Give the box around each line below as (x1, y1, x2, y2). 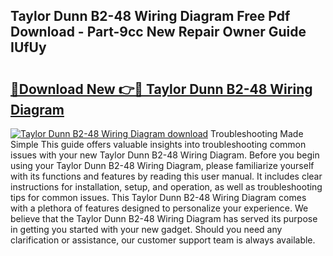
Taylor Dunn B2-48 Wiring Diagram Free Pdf (10, 8, 291, 25)
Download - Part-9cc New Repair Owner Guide (10, 24, 307, 41)
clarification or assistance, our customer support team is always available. (10, 234, 316, 246)
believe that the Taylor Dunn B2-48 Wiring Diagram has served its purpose (10, 213, 318, 224)
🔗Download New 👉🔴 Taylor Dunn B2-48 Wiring (10, 80, 313, 98)
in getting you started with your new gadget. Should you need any (10, 224, 283, 235)
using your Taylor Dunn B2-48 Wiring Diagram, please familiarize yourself (10, 160, 315, 171)
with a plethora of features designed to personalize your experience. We (10, 202, 309, 214)
